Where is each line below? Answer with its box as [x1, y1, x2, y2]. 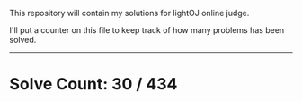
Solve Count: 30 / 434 [9, 74, 178, 95]
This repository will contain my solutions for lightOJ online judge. [9, 8, 250, 18]
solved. [9, 35, 37, 45]
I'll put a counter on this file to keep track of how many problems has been [9, 25, 285, 35]
